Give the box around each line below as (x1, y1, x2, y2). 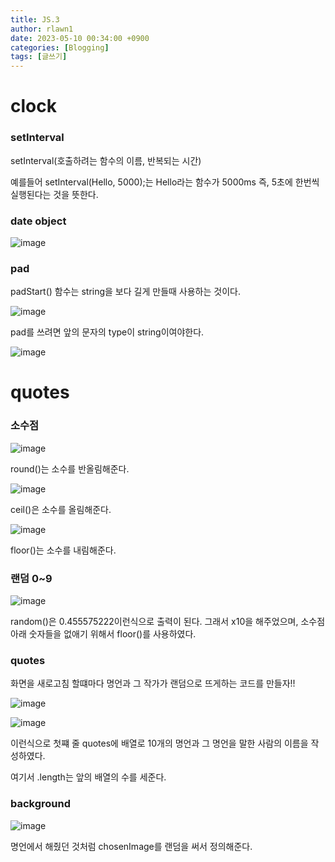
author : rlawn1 (10, 24, 74, 34)
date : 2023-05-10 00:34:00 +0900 (10, 33, 150, 43)
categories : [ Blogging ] (10, 42, 110, 53)
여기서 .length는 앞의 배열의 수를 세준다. (10, 771, 167, 783)
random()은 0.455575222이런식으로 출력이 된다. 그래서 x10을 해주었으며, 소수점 (10, 615, 326, 627)
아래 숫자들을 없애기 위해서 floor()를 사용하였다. (10, 627, 197, 640)
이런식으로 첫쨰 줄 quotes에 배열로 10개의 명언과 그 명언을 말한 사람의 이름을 (10, 737, 309, 750)
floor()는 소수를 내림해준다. (10, 544, 117, 556)
